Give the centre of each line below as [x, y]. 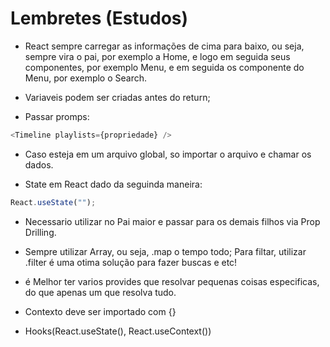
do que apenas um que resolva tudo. [100, 292]
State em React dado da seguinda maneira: [113, 184]
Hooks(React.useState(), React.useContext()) [118, 331]
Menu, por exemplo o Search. [86, 78]
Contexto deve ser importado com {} [100, 311]
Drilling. [40, 232]
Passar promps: [57, 116]
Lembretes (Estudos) [99, 18]
